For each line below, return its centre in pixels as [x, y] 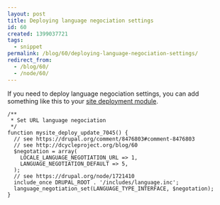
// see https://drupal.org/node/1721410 [74, 176]
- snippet [28, 47]
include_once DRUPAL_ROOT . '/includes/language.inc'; [97, 182]
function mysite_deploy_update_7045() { [68, 133]
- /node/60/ [32, 73]
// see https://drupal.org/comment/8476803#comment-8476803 [104, 139]
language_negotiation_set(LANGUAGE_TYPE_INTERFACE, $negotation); [114, 189]
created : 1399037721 [38, 34]
